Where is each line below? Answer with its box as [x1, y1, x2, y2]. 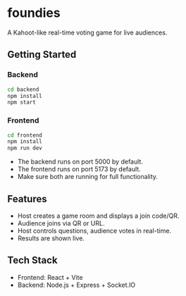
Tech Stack [7, 254, 58, 266]
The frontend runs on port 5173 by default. [17, 165, 141, 173]
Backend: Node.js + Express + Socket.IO [17, 280, 136, 289]
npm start [7, 99, 37, 106]
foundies [7, 5, 61, 21]
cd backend [7, 86, 39, 93]
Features [7, 192, 47, 205]
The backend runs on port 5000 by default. [17, 157, 143, 166]
